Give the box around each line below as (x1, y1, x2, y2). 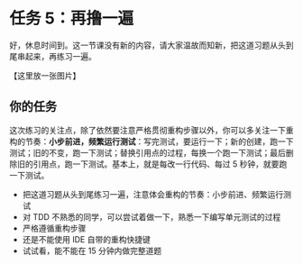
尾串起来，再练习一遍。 (9, 50, 96, 61)
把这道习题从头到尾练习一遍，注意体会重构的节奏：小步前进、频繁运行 (22, 188, 284, 199)
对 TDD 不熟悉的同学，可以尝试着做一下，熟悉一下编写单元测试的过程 (22, 211, 281, 222)
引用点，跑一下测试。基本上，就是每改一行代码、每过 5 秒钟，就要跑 (32, 159, 288, 169)
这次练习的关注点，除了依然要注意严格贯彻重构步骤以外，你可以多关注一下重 (9, 124, 294, 135)
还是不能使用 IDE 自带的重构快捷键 (22, 233, 151, 244)
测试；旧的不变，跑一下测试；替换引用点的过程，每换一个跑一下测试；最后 (9, 147, 286, 158)
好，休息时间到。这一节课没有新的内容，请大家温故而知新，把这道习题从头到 (9, 40, 294, 50)
